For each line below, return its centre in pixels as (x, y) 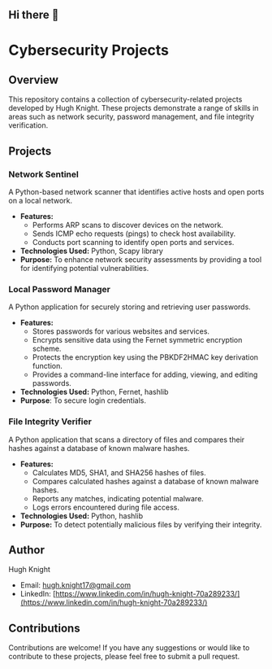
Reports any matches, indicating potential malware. (118, 498)
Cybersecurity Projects (89, 50)
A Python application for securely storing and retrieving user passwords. (130, 307)
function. (47, 366)
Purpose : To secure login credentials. (83, 400)
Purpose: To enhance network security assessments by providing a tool (141, 260)
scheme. (47, 349)
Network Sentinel (43, 174)
